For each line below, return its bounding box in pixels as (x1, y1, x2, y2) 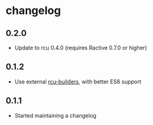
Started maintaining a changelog (14, 112, 97, 119)
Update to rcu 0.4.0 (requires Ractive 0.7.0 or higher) (14, 44, 148, 51)
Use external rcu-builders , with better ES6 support (14, 77, 141, 85)
